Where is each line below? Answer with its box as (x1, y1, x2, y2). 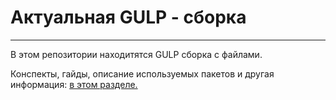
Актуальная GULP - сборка (10, 6, 247, 29)
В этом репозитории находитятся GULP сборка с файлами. (10, 48, 263, 60)
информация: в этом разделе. (10, 78, 138, 90)
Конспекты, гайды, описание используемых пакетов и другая (10, 67, 275, 80)
